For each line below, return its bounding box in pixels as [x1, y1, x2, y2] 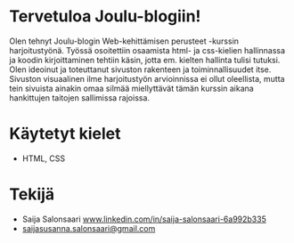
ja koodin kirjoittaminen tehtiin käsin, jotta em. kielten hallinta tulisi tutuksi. [9, 54, 281, 65]
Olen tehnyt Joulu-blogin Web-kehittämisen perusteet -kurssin [9, 36, 239, 46]
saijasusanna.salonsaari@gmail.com [21, 223, 156, 233]
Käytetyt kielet [9, 124, 122, 144]
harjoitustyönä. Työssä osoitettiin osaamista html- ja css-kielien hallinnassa [9, 45, 286, 55]
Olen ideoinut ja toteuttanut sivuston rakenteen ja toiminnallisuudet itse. [9, 64, 272, 75]
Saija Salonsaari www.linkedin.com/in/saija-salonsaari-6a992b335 [21, 214, 267, 224]
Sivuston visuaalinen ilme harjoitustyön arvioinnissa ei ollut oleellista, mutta [9, 73, 285, 84]
